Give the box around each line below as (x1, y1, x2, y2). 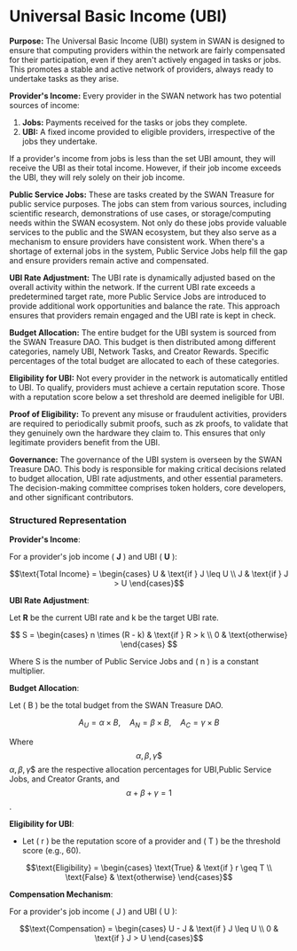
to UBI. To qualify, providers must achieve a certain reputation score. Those (9, 381, 285, 392)
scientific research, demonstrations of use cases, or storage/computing (9, 208, 271, 218)
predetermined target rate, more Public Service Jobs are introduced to (9, 291, 267, 302)
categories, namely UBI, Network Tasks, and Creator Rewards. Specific (9, 346, 270, 357)
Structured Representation (9, 514, 127, 526)
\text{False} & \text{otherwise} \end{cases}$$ (65, 872, 233, 883)
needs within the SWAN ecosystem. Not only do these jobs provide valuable (9, 217, 287, 228)
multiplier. (9, 665, 46, 676)
